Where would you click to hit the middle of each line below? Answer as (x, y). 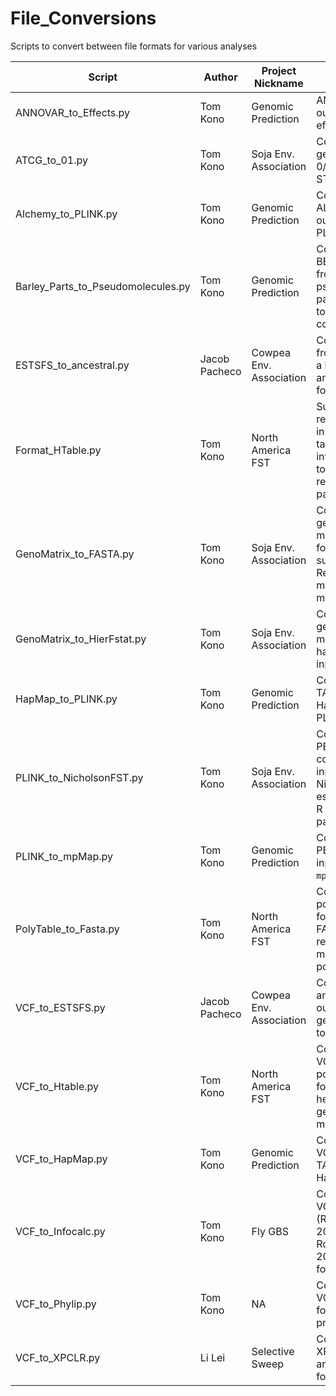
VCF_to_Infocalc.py (60, 1231)
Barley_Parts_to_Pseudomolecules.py (103, 286)
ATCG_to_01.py (51, 160)
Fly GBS (270, 1231)
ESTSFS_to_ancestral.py (72, 365)
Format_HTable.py (58, 450)
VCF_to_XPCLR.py (58, 1357)
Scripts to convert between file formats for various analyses (134, 46)
